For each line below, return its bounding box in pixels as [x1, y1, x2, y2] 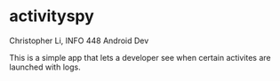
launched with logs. [9, 62, 82, 72]
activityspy [9, 6, 95, 26]
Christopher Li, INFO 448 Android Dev [9, 35, 149, 46]
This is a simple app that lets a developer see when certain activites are [9, 52, 271, 63]
